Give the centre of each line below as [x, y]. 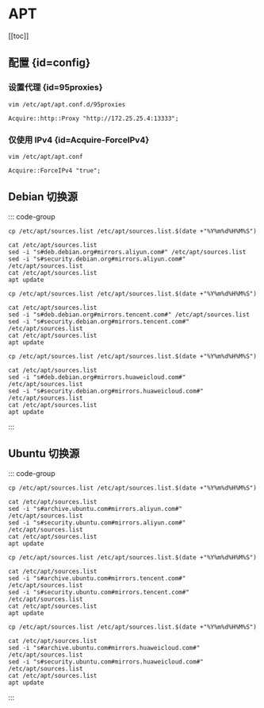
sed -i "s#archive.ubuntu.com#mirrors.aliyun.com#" [95, 509]
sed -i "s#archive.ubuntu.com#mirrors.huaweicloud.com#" [104, 648]
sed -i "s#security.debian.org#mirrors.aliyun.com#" [97, 259]
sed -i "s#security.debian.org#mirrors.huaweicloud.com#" [106, 391]
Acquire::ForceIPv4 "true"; [55, 170]
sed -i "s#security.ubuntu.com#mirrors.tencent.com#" [99, 592]
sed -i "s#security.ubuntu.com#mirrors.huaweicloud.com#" [106, 662]
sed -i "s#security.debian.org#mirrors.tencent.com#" [99, 321]
